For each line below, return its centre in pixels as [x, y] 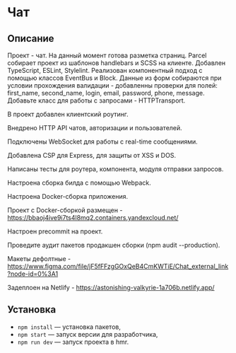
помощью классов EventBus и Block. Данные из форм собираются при [114, 78]
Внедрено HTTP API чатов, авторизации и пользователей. [95, 128]
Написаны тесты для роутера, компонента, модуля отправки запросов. [116, 169]
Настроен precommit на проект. [55, 231]
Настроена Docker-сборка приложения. [68, 196]
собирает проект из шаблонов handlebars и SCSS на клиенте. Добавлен [117, 63]
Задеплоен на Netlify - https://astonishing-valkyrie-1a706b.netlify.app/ [111, 288]
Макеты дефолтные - [39, 259]
